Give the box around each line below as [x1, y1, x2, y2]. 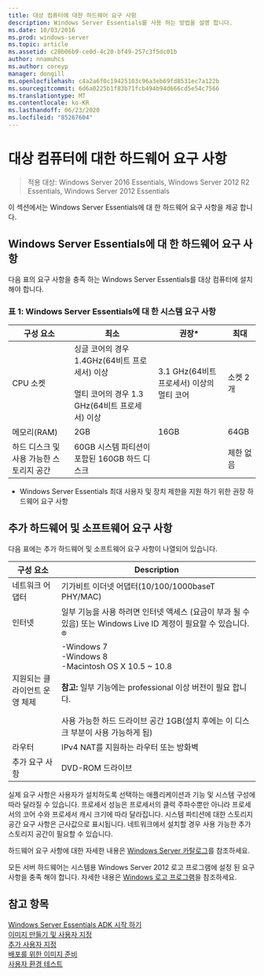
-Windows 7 [61, 641, 108, 652]
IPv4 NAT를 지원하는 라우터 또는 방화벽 [61, 741, 199, 752]
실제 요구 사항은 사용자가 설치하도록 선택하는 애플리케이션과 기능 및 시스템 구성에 [8, 790, 256, 799]
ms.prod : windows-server [8, 33, 90, 42]
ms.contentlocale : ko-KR [8, 99, 90, 107]
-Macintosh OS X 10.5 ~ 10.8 [61, 660, 173, 671]
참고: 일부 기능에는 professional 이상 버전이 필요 [61, 682, 230, 693]
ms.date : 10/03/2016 [8, 26, 76, 34]
